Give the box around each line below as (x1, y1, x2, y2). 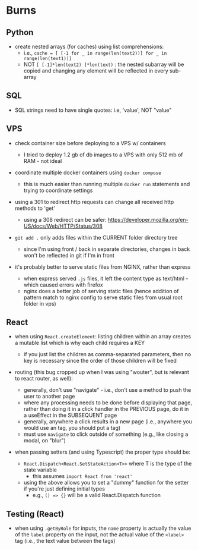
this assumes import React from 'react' (32, 473, 133, 480)
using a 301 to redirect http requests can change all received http (14, 198, 174, 205)
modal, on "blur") (23, 437, 66, 444)
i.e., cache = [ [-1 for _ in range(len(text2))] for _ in (23, 49, 167, 56)
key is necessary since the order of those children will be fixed (23, 357, 177, 364)
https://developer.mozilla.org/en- (107, 216, 189, 223)
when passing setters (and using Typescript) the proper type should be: (14, 448, 191, 455)
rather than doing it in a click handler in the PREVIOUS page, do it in (23, 406, 189, 413)
